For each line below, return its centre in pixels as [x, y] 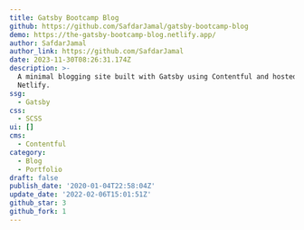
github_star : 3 [38, 203]
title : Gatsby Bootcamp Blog [64, 18]
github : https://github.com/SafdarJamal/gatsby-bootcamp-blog [129, 26]
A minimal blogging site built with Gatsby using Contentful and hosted [157, 77]
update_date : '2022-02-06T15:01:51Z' [81, 195]
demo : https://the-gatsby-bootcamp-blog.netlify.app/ [113, 34]
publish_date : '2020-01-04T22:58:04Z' [82, 187]
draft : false [34, 177]
